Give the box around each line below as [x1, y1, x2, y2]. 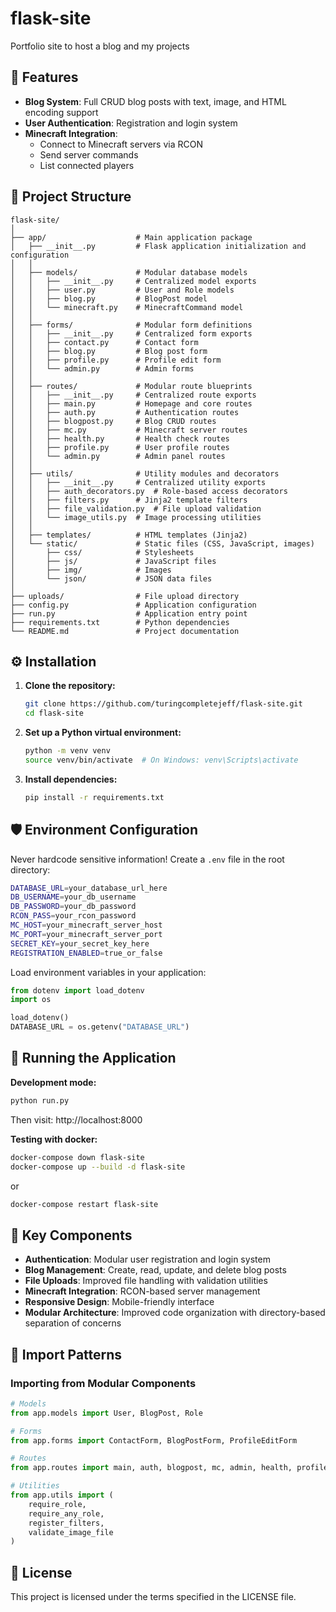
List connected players [39, 159, 135, 171]
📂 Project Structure [10, 188, 132, 206]
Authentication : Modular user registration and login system [24, 1253, 271, 1266]
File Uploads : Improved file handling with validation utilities [24, 1275, 268, 1287]
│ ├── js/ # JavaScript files [10, 556, 217, 566]
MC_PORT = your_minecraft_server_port [10, 929, 163, 939]
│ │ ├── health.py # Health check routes [10, 433, 230, 444]
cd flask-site [24, 708, 84, 719]
